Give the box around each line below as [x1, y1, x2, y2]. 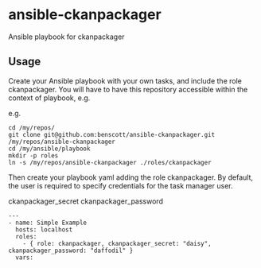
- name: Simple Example [8, 219, 88, 227]
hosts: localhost [15, 225, 73, 234]
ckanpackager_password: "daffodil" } [8, 247, 134, 254]
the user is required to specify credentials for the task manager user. [8, 181, 233, 190]
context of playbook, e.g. [8, 93, 91, 103]
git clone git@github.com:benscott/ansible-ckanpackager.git [8, 130, 216, 138]
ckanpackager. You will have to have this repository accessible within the [8, 84, 248, 94]
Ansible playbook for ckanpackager [8, 32, 125, 41]
